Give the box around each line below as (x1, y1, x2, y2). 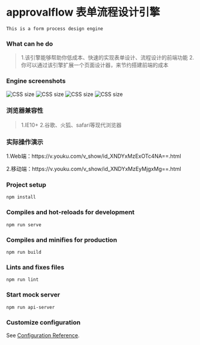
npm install (6, 194, 36, 200)
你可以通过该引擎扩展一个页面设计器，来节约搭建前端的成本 (20, 61, 169, 69)
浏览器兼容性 (6, 106, 44, 115)
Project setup (6, 181, 46, 189)
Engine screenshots (6, 77, 66, 85)
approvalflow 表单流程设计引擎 (6, 5, 160, 19)
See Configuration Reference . (6, 331, 80, 339)
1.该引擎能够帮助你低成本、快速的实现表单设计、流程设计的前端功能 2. (20, 54, 195, 61)
